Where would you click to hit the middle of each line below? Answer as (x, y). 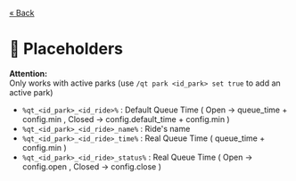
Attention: (28, 73)
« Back (22, 13)
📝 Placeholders (66, 49)
